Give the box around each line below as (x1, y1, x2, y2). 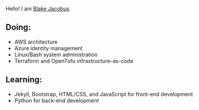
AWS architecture (14, 38, 58, 45)
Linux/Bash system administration (14, 51, 98, 58)
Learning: (5, 75, 42, 85)
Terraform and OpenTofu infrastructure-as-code (14, 57, 134, 65)
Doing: (5, 22, 31, 32)
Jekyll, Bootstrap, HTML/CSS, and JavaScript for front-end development (14, 90, 194, 97)
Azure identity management (14, 44, 83, 51)
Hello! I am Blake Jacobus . (5, 5, 71, 12)
